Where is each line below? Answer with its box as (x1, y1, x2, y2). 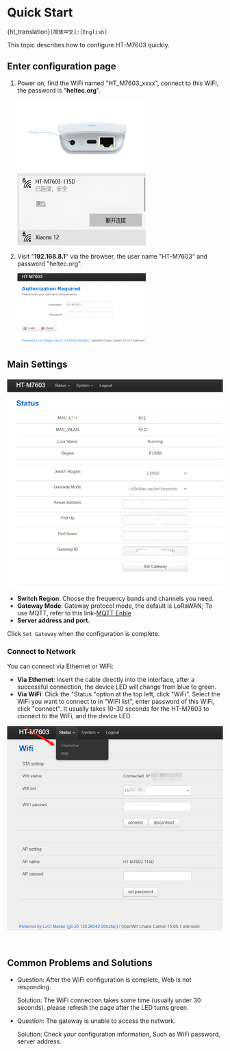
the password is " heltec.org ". (16, 86, 101, 94)
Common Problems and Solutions (7, 957, 153, 969)
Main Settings (7, 359, 68, 370)
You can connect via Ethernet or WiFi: (7, 662, 114, 670)
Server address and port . (16, 616, 90, 625)
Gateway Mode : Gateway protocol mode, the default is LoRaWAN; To (16, 602, 213, 610)
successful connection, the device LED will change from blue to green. (16, 683, 217, 691)
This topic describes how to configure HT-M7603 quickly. (7, 40, 170, 49)
